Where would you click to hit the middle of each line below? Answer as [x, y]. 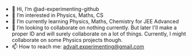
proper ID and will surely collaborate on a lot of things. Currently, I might [99, 34]
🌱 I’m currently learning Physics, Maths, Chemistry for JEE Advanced [95, 21]
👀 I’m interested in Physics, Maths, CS [58, 15]
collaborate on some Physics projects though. [67, 40]
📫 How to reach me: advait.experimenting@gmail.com [78, 46]
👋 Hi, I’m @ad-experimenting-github [55, 9]
